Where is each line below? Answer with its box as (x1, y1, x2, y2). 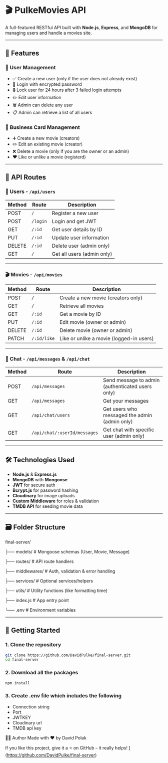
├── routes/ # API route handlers (5, 558, 74, 564)
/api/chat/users (31, 413, 70, 418)
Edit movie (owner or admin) (59, 318, 126, 325)
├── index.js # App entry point (5, 597, 69, 603)
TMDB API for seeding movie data (12, 503, 83, 509)
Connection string (12, 703, 50, 710)
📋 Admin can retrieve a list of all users (12, 109, 92, 115)
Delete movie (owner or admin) (59, 327, 132, 334)
